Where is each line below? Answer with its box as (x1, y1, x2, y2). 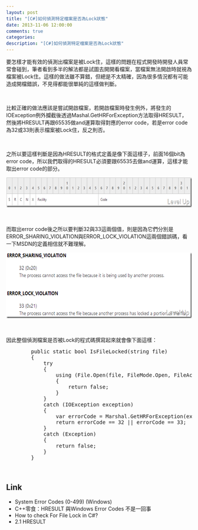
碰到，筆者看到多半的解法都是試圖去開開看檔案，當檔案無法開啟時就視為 (16, 65, 192, 73)
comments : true (6, 28, 44, 34)
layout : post (6, 9, 38, 15)
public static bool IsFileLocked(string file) (31, 348, 168, 355)
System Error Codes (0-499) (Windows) (14, 498, 113, 505)
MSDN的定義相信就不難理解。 (16, 241, 90, 247)
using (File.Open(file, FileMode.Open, (55, 372, 171, 378)
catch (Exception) (43, 431, 97, 437)
